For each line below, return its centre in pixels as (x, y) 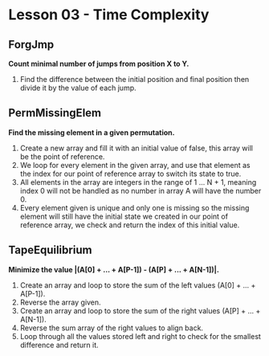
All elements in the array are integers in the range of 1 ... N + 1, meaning (138, 182)
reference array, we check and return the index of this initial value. (130, 225)
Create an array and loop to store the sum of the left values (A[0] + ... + (138, 285)
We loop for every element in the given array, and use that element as (135, 165)
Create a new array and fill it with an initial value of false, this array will (136, 148)
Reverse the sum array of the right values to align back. (111, 328)
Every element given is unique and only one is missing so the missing (134, 207)
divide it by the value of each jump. (78, 88)
